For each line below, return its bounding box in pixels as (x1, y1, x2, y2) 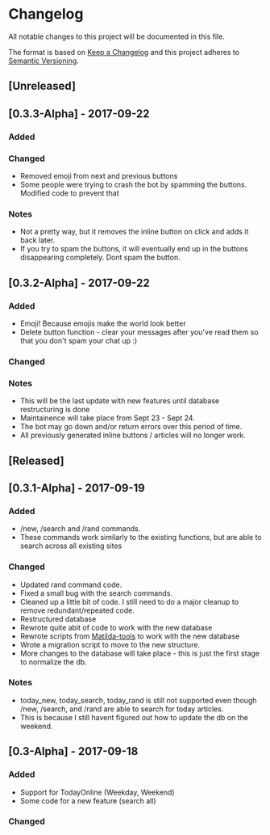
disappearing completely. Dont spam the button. (19, 252, 181, 263)
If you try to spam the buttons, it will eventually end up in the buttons (19, 244, 248, 254)
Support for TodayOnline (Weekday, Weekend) (19, 787, 175, 797)
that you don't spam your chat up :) (19, 335, 138, 345)
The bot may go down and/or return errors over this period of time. (19, 422, 243, 432)
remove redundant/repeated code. (19, 605, 135, 615)
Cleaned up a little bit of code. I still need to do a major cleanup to (19, 597, 239, 606)
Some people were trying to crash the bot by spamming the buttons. (19, 179, 247, 189)
